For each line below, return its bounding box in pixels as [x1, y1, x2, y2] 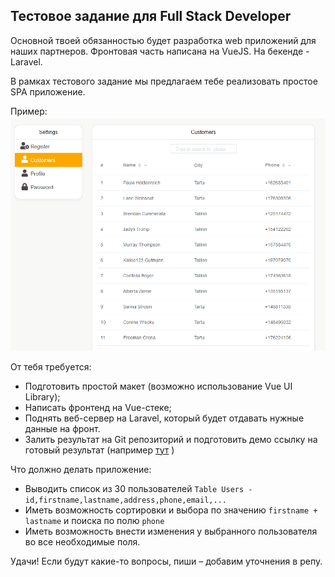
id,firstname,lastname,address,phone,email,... [24, 495, 227, 505]
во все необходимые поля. [24, 535, 141, 548]
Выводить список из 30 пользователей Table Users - [24, 482, 253, 494]
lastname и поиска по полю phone [24, 514, 165, 526]
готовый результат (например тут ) [24, 444, 175, 456]
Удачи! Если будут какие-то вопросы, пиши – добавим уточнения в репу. [10, 555, 323, 567]
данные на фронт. [24, 422, 101, 434]
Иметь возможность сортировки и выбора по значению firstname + [24, 504, 318, 516]
